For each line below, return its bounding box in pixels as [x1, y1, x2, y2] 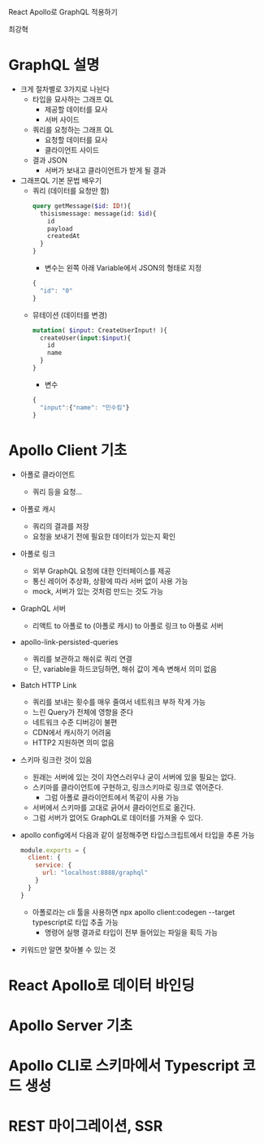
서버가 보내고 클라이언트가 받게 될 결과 [44, 165, 167, 175]
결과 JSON [32, 155, 67, 165]
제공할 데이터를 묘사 [44, 104, 108, 114]
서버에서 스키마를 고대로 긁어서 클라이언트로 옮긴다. [32, 803, 196, 812]
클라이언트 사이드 [44, 145, 100, 154]
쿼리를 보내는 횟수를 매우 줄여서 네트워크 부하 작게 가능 [32, 697, 206, 707]
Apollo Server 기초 [8, 1016, 133, 1034]
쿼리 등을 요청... [32, 487, 83, 496]
